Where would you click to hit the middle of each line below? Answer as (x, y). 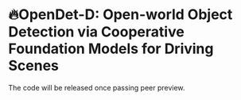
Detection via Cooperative (96, 32)
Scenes (34, 66)
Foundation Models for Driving (111, 49)
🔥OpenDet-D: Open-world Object (120, 15)
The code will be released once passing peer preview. (97, 87)
